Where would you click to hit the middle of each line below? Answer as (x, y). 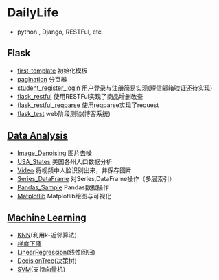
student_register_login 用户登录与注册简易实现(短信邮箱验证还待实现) (115, 88)
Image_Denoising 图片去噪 (55, 153)
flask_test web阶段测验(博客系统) (64, 113)
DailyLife (33, 13)
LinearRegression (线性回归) (56, 253)
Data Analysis (38, 136)
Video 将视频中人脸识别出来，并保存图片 (74, 170)
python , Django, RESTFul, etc (59, 32)
